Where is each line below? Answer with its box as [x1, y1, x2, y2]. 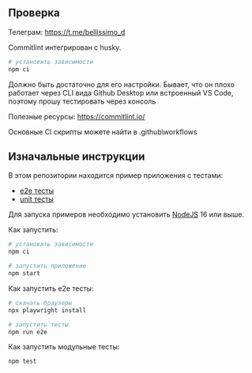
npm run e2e [8, 328, 47, 336]
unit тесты [19, 194, 54, 204]
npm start [8, 269, 41, 277]
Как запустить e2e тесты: [8, 284, 94, 293]
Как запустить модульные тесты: [8, 342, 120, 352]
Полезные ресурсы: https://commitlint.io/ [8, 111, 145, 121]
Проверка [8, 6, 61, 20]
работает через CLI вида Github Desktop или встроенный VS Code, [8, 88, 234, 97]
